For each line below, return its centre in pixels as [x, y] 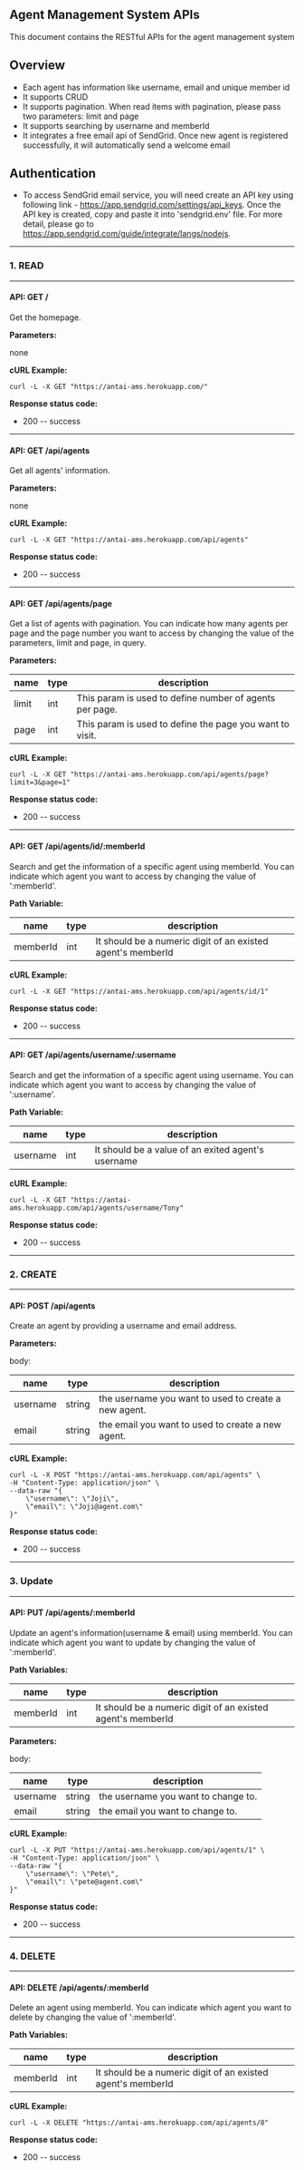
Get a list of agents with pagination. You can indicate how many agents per [149, 624]
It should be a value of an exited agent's [179, 1149]
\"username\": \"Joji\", [72, 1499]
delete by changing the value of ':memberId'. [93, 2018]
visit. [86, 735]
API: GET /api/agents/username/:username [93, 1055]
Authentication [53, 174]
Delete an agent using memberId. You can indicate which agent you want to [151, 2008]
